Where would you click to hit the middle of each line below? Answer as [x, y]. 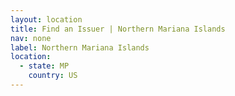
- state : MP [44, 66]
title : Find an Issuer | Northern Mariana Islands [118, 29]
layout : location [46, 19]
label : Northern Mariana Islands [80, 47]
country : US [53, 76]
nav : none [31, 38]
